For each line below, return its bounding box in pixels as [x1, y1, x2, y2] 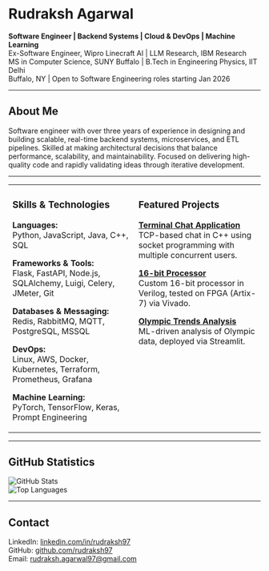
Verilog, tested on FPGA [139, 288, 228, 299]
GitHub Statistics [8, 456, 95, 469]
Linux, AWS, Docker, [12, 353, 90, 364]
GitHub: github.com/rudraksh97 [8, 545, 114, 555]
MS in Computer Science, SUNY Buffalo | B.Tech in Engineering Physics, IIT [8, 57, 258, 66]
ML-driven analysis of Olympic [139, 325, 255, 336]
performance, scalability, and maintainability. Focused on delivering [8, 151, 231, 161]
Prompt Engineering [12, 412, 88, 423]
